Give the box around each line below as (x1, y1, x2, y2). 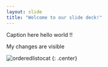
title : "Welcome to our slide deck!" (6, 14, 103, 21)
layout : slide (6, 8, 43, 15)
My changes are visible (6, 43, 65, 50)
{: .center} (51, 54, 77, 62)
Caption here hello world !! (6, 31, 73, 38)
